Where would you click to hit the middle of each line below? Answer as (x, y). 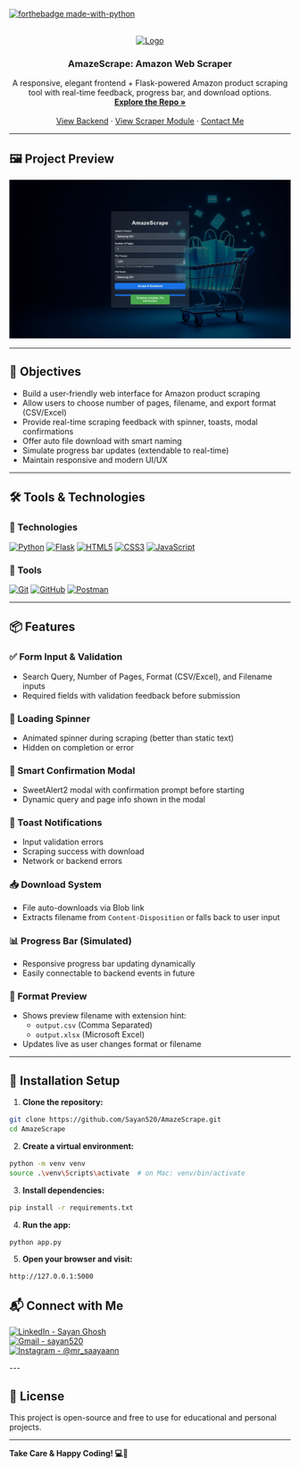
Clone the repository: (62, 1102)
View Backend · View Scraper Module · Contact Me (150, 122)
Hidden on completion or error (78, 747)
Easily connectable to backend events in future (108, 973)
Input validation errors (63, 842)
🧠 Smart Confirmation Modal (72, 770)
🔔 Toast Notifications (56, 823)
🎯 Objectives (46, 372)
